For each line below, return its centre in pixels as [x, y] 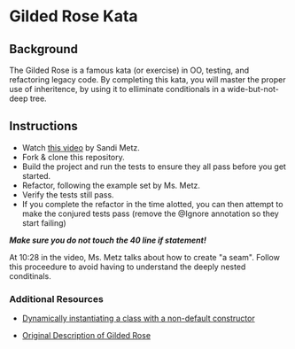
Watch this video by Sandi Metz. [81, 147]
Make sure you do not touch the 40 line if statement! [108, 240]
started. [36, 175]
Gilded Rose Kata [74, 16]
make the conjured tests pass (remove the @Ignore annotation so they [150, 213]
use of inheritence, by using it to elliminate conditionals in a [117, 89]
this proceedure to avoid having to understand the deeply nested [128, 267]
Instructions [43, 126]
